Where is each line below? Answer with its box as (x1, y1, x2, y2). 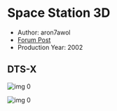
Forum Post (17, 35, 51, 44)
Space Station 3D (7, 5, 111, 21)
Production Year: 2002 (17, 43, 83, 51)
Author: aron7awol (17, 28, 71, 37)
